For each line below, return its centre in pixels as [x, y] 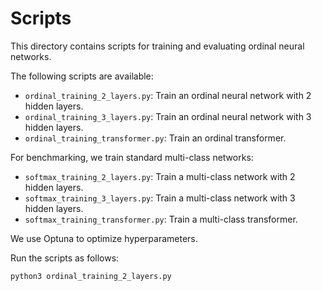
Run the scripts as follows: [65, 258]
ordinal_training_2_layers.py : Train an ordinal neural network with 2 [168, 95]
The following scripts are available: [82, 76]
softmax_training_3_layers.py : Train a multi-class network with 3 [160, 198]
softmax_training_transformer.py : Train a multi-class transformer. [161, 219]
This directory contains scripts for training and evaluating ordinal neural [157, 46]
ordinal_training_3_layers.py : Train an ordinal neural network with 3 [168, 116]
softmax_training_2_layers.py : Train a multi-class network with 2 [160, 176]
